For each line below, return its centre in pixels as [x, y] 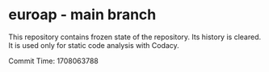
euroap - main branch [82, 15]
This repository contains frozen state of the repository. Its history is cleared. [134, 37]
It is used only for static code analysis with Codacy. [94, 45]
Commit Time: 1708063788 [53, 61]
